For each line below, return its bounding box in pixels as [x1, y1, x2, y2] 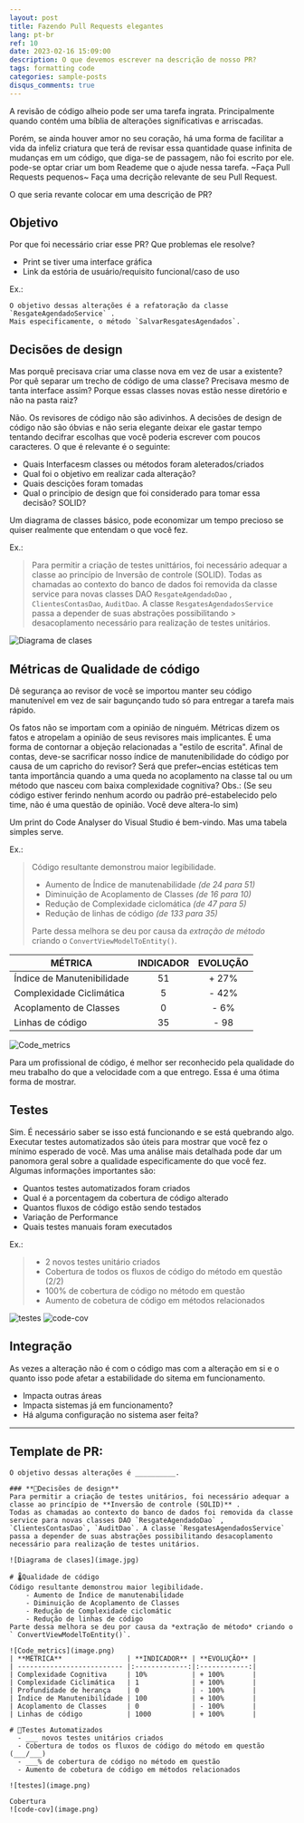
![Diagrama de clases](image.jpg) [9, 1556, 140, 1565]
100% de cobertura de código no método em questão [44, 1285, 246, 1296]
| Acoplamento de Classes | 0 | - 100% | [9, 1702, 257, 1711]
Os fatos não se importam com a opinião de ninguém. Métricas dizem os [9, 722, 280, 733]
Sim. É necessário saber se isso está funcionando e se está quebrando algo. [9, 1126, 295, 1138]
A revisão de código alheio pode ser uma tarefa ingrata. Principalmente [9, 105, 275, 116]
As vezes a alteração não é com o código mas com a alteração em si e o [9, 1362, 280, 1373]
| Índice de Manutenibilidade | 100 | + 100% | [9, 1693, 257, 1702]
